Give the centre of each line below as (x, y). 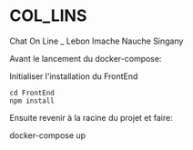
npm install (32, 101)
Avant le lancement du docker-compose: (86, 58)
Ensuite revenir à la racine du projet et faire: (91, 117)
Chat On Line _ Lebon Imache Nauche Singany (96, 41)
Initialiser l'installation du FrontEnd (74, 76)
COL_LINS (48, 16)
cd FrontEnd (32, 93)
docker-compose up (48, 135)
